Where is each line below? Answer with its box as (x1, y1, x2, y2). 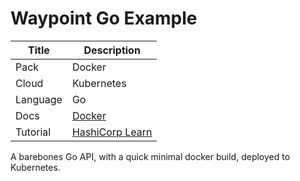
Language (15, 92, 63, 106)
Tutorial (15, 125, 52, 139)
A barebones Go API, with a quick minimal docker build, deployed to (10, 150, 291, 162)
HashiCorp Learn (71, 125, 153, 139)
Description (83, 43, 141, 57)
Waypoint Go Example (10, 7, 198, 30)
